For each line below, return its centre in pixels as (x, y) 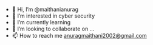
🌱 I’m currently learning (41, 22)
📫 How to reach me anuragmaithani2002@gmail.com (79, 36)
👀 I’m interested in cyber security (53, 16)
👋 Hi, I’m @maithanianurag (45, 9)
